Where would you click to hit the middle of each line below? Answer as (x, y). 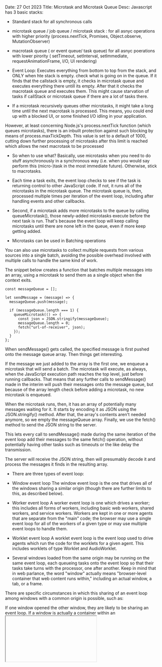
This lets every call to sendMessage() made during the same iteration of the (81, 434)
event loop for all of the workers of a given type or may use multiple (80, 524)
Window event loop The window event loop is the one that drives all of (82, 483)
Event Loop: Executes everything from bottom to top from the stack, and (84, 70)
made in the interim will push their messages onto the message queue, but (79, 384)
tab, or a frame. (28, 584)
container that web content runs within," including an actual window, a (82, 579)
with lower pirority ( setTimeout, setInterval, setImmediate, (70, 56)
